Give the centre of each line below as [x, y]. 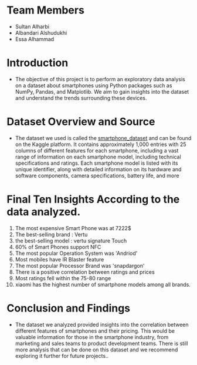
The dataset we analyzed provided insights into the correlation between [102, 324]
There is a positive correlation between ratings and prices [85, 272]
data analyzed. [44, 212]
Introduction [38, 63]
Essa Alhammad [35, 39]
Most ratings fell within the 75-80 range [63, 278]
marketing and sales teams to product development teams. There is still [101, 343]
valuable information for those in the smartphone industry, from [92, 337]
